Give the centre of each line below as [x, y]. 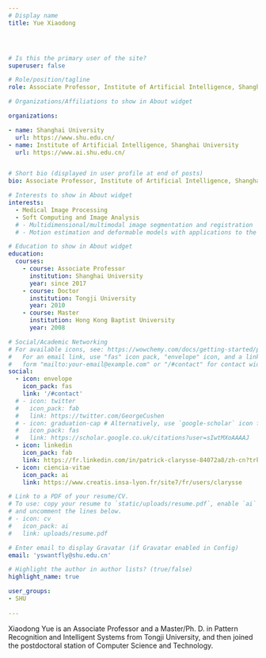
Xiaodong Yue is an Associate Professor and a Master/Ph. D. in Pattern [123, 629]
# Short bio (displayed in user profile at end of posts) [106, 174]
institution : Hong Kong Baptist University [102, 321]
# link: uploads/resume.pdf [58, 533]
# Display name [33, 15]
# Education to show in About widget [70, 247]
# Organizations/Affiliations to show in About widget [101, 102]
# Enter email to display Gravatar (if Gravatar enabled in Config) [123, 548]
